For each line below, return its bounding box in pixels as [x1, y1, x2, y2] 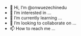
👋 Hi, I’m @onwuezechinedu [9, 5, 67, 10]
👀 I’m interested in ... [9, 10, 52, 16]
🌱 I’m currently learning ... [9, 15, 62, 20]
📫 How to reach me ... [9, 26, 55, 31]
